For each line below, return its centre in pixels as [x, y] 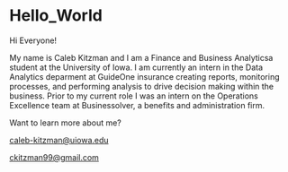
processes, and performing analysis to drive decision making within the [142, 86]
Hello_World [56, 16]
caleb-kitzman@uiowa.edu [59, 140]
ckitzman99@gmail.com [54, 157]
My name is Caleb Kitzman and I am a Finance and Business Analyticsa [141, 57]
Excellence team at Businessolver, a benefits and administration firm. [137, 105]
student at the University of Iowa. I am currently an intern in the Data [136, 67]
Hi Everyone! [33, 40]
